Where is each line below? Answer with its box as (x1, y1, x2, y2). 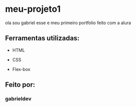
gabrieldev (5, 95, 32, 102)
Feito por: (5, 80, 35, 89)
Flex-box (12, 66, 31, 72)
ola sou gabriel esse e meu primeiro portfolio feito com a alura (5, 20, 132, 26)
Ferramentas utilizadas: (5, 34, 80, 42)
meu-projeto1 (5, 3, 61, 15)
